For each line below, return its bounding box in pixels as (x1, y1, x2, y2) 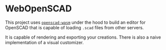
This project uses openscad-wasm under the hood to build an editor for (5, 19, 146, 25)
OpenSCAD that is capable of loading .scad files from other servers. (5, 24, 144, 30)
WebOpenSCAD (5, 3, 72, 14)
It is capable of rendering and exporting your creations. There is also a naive (5, 34, 161, 40)
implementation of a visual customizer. (5, 39, 84, 45)
